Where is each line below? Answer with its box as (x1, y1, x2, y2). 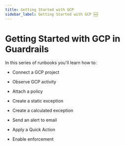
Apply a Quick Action (12, 127, 55, 133)
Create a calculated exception (12, 108, 74, 113)
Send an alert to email (12, 117, 57, 123)
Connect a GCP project (12, 70, 60, 75)
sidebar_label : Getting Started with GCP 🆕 (5, 12, 98, 17)
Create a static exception (12, 98, 63, 104)
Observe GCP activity (12, 79, 57, 85)
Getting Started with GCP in (5, 33, 121, 44)
